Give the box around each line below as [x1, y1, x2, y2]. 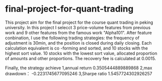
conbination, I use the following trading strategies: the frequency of [5, 35, 140, 41]
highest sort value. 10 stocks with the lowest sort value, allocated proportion [5, 50, 158, 56]
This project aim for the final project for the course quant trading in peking [5, 19, 153, 25]
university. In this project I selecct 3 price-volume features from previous [5, 24, 151, 30]
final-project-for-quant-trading [5, 3, 134, 15]
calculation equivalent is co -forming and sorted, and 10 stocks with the [5, 45, 148, 51]
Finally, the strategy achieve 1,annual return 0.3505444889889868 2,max [5, 65, 153, 71]
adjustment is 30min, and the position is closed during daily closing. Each [5, 40, 152, 46]
